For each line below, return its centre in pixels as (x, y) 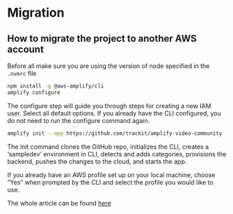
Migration (36, 13)
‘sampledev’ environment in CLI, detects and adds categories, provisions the (117, 154)
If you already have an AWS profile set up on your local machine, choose (111, 174)
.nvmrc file (22, 73)
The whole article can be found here (59, 203)
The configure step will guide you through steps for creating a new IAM (109, 106)
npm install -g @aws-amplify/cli (56, 86)
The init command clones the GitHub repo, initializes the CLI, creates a (108, 147)
